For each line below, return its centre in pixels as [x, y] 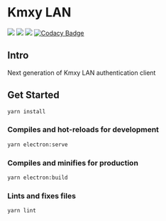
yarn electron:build [38, 178]
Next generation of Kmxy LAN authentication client [82, 73]
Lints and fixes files [42, 195]
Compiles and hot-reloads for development [83, 130]
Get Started [33, 95]
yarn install [27, 111]
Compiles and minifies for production [73, 163]
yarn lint [22, 211]
